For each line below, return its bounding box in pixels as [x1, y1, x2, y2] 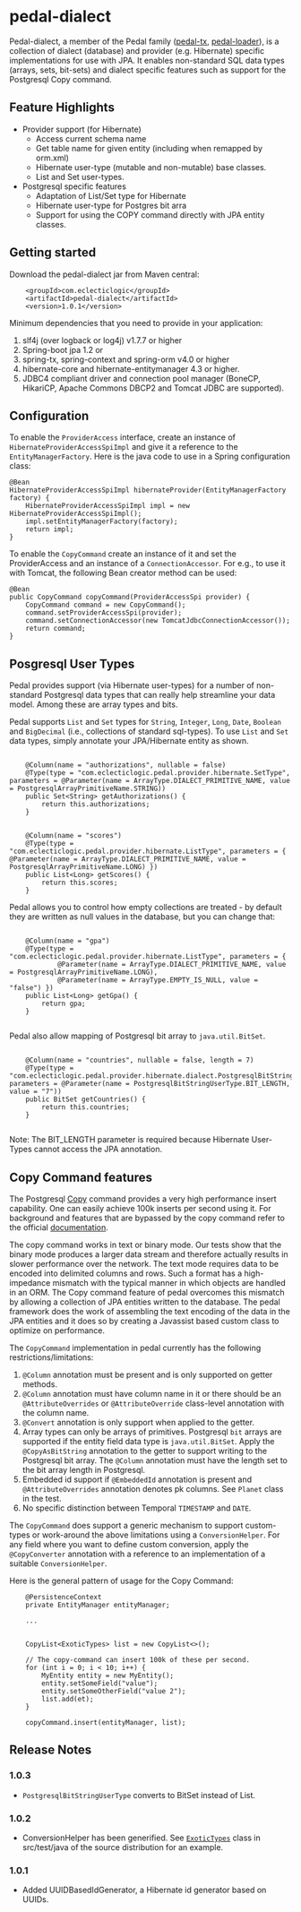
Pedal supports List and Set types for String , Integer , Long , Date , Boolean [9, 717, 282, 728]
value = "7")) [9, 1087, 63, 1097]
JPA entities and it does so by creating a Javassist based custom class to [9, 1315, 279, 1326]
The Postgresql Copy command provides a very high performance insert [9, 1193, 277, 1204]
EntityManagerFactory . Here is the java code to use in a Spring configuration [9, 451, 291, 462]
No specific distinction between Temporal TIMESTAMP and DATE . [21, 1503, 252, 1513]
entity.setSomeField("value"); [41, 1679, 159, 1688]
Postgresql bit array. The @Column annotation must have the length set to [21, 1455, 288, 1466]
